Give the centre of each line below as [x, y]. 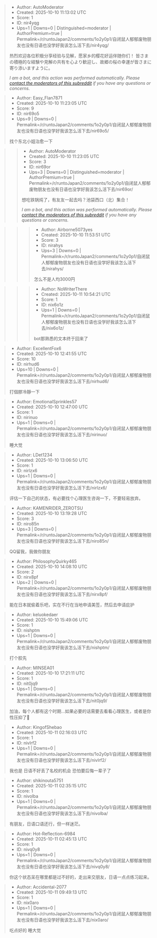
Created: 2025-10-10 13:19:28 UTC [52, 513]
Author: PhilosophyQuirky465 [47, 561]
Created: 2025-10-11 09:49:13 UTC [52, 892]
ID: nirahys [52, 245]
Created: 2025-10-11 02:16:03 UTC [52, 732]
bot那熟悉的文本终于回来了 [61, 339]
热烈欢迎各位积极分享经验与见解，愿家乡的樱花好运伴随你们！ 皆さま [79, 56]
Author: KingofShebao [39, 727]
